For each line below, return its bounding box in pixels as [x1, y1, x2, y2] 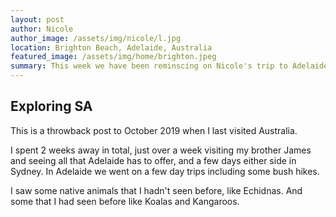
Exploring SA [10, 98, 93, 115]
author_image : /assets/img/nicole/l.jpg [10, 33, 182, 43]
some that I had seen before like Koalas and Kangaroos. [10, 195, 240, 207]
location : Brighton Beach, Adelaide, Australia [10, 42, 213, 53]
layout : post [10, 14, 65, 25]
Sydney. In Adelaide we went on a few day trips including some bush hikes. [10, 165, 320, 177]
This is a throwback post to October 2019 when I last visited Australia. [10, 124, 298, 136]
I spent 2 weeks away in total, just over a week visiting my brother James [10, 144, 312, 156]
